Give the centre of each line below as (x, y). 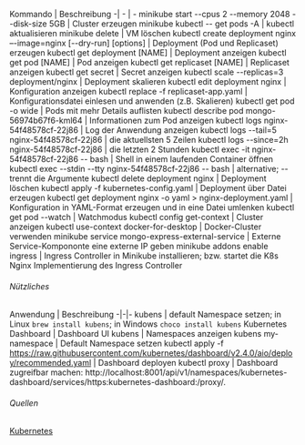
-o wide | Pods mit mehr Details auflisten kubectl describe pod (127, 111)
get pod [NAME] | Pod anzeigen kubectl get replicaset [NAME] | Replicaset (149, 62)
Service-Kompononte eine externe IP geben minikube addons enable (139, 246)
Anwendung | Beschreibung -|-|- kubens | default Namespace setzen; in (146, 315)
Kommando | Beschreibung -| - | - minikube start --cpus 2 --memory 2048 (150, 14)
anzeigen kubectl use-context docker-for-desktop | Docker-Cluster (136, 227)
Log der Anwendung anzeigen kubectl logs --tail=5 (181, 130)
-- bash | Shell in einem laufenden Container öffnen (177, 159)
